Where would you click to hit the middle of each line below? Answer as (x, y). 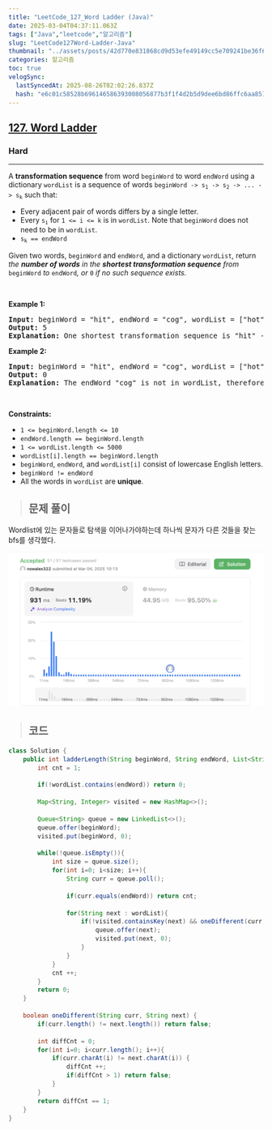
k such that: (38, 195)
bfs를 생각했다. (32, 539)
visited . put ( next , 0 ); (134, 939)
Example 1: (27, 304)
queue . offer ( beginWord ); (79, 827)
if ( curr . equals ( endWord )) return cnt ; (132, 896)
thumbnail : (27, 51)
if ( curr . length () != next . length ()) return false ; (125, 1024)
